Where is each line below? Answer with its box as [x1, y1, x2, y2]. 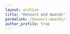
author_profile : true [5, 21, 50, 26]
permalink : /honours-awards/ [5, 16, 66, 21]
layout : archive [5, 7, 39, 12]
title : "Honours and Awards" [5, 12, 66, 17]
